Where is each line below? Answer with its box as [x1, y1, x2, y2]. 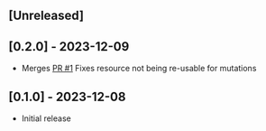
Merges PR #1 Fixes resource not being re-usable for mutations [21, 63, 257, 74]
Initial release [21, 113, 71, 124]
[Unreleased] [8, 8, 85, 23]
